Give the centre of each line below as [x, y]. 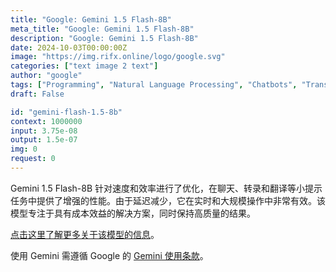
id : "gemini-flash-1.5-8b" [66, 112]
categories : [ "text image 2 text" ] [84, 66]
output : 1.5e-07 [44, 140]
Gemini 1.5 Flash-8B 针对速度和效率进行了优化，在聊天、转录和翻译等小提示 [166, 188]
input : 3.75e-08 [44, 131]
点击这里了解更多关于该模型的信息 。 [85, 234]
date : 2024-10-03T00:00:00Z [69, 47]
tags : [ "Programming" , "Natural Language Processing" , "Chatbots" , [154, 85]
